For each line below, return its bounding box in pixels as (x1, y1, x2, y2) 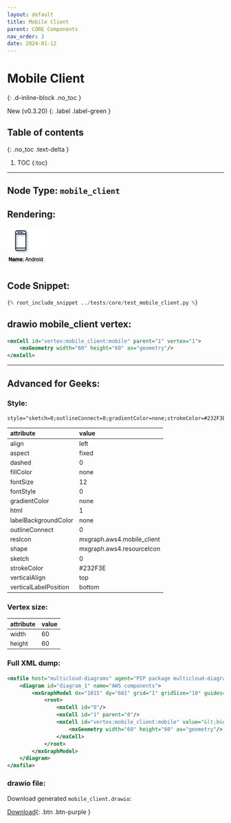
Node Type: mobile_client (7, 185, 120, 196)
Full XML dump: (7, 658, 60, 668)
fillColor (10, 468, 33, 476)
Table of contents (7, 127, 84, 139)
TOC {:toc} (16, 159, 48, 167)
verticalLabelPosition (10, 583, 70, 591)
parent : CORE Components (7, 26, 78, 32)
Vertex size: (7, 602, 48, 611)
